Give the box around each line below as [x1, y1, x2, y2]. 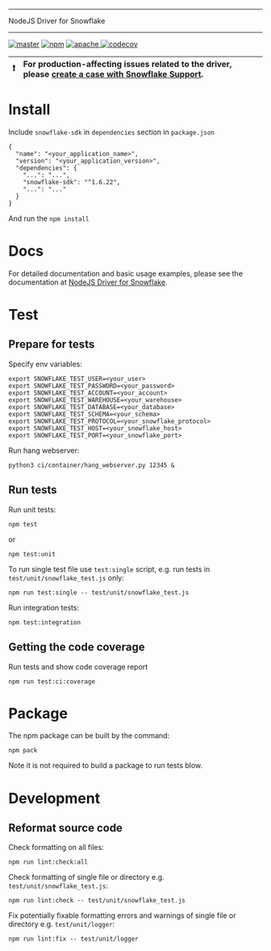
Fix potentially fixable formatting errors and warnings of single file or [8, 911, 236, 920]
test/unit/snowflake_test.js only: [8, 573, 125, 582]
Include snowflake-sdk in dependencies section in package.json [8, 127, 215, 137]
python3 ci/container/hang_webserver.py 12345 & [8, 461, 175, 469]
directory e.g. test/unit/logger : [8, 919, 115, 929]
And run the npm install [8, 213, 90, 223]
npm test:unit [8, 550, 56, 558]
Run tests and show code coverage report [8, 661, 148, 671]
